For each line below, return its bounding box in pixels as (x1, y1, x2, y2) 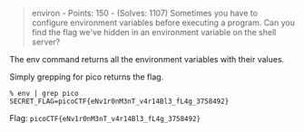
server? (31, 36, 61, 47)
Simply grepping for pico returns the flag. (9, 71, 164, 82)
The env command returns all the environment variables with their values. (9, 54, 285, 64)
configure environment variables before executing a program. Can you (31, 17, 295, 28)
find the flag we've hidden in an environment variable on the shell (31, 27, 277, 37)
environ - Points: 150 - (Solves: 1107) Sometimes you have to (31, 8, 259, 18)
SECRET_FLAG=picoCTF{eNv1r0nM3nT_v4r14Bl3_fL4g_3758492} (9, 97, 230, 106)
